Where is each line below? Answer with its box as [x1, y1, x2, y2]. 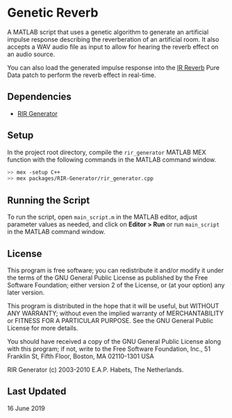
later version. [7, 288, 45, 296]
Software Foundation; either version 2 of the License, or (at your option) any [7, 281, 225, 289]
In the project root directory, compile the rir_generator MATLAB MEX [7, 148, 206, 156]
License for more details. [7, 324, 78, 332]
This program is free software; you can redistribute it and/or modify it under [7, 266, 224, 274]
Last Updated [7, 385, 67, 397]
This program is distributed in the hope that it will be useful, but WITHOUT [7, 301, 219, 310]
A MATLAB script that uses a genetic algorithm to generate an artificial [7, 28, 209, 36]
